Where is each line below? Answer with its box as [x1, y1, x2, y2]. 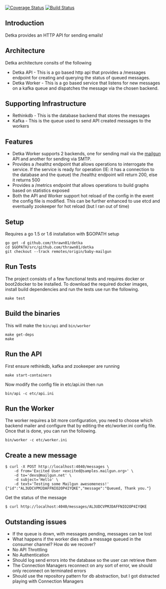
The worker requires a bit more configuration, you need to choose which [5, 417, 153, 423]
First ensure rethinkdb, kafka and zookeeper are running [5, 363, 120, 369]
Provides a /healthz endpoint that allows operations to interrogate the [12, 161, 154, 167]
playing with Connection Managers [12, 578, 84, 584]
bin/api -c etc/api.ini [5, 391, 54, 396]
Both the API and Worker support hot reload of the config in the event [12, 193, 154, 199]
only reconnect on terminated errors [12, 568, 86, 574]
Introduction [5, 19, 44, 27]
